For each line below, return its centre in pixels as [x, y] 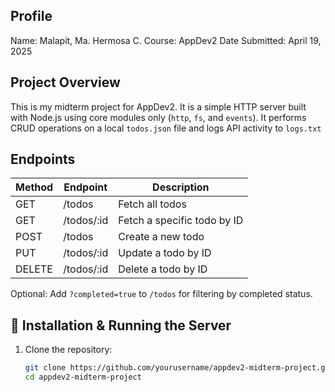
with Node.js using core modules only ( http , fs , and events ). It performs [158, 117]
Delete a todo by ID [163, 269]
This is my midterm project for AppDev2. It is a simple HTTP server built [158, 106]
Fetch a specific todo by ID [181, 221]
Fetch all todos [152, 204]
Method [34, 187]
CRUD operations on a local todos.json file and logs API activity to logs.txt [166, 128]
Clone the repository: [68, 350]
